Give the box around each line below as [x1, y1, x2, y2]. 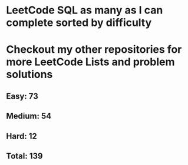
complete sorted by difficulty [6, 16, 152, 29]
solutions [6, 68, 53, 81]
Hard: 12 [6, 131, 37, 141]
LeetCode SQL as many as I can [6, 4, 163, 17]
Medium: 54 [6, 111, 52, 121]
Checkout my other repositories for [6, 43, 182, 56]
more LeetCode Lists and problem [6, 55, 175, 69]
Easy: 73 [6, 91, 38, 101]
